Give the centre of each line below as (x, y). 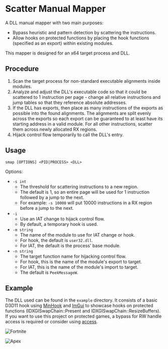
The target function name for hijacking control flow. (73, 256)
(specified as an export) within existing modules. (63, 43)
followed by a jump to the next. (52, 197)
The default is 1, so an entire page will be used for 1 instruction (85, 192)
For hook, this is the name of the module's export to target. (81, 261)
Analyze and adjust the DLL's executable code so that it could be (79, 92)
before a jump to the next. (47, 208)
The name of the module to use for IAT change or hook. (77, 235)
